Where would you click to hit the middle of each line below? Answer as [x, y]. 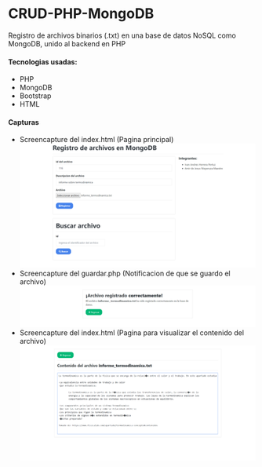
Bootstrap [35, 96]
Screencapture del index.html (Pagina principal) [96, 140]
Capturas [24, 122]
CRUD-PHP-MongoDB [81, 14]
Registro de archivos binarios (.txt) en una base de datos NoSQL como [122, 35]
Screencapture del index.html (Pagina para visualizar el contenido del [132, 333]
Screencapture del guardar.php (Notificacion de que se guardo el [125, 273]
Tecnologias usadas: [43, 62]
